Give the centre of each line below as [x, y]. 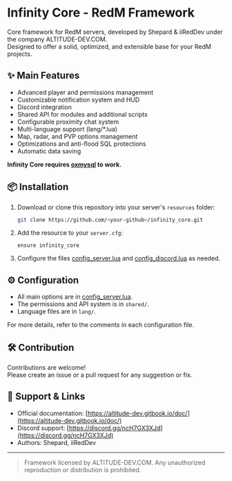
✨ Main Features [43, 76]
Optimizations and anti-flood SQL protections [81, 144]
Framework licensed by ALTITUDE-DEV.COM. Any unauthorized [115, 462]
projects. [20, 54]
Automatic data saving [49, 151]
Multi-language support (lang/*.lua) [67, 129]
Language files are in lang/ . [57, 312]
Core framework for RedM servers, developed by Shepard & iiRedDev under [115, 32]
